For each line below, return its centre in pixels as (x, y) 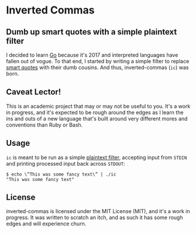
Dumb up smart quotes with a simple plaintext (92, 32)
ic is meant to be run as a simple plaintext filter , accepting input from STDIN (97, 157)
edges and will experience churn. (46, 224)
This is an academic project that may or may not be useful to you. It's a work (98, 106)
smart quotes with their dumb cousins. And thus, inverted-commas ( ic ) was (97, 67)
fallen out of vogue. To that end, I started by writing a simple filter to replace (98, 61)
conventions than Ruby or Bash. (44, 125)
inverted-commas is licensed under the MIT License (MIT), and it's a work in (98, 211)
